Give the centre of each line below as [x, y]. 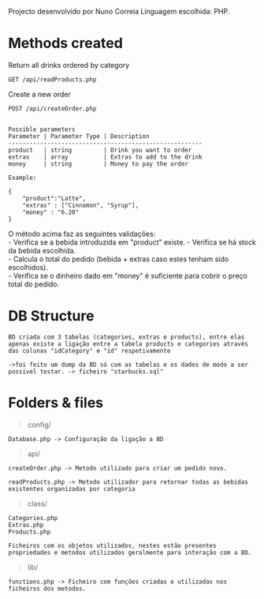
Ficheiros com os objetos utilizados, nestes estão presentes [112, 545]
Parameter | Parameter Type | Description [79, 136]
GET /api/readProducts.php [52, 79]
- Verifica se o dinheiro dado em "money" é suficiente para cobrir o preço [128, 275]
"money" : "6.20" [51, 212]
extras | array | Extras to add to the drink [105, 157]
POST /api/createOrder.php [52, 109]
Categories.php [33, 518]
